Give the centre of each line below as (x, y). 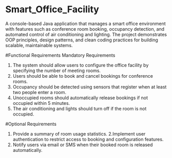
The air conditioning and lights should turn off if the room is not (80, 108)
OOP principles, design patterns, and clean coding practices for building (82, 40)
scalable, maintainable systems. (39, 45)
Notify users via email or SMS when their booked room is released (83, 145)
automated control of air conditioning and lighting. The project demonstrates (86, 34)
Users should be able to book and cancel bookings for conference (83, 76)
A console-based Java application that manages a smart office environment (85, 24)
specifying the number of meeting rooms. (57, 71)
